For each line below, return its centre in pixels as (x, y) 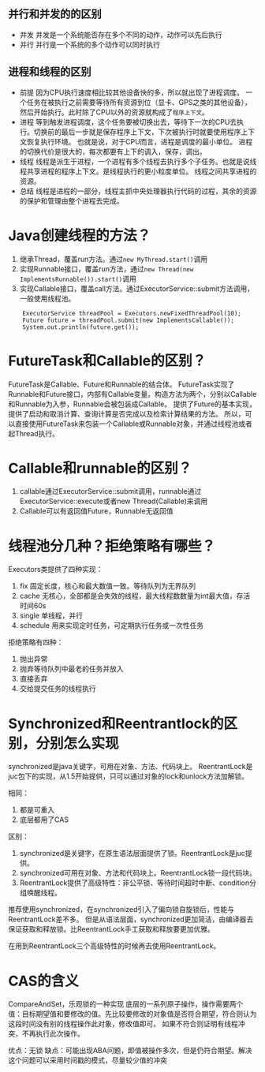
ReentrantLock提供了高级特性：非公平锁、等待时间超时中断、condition (134, 883)
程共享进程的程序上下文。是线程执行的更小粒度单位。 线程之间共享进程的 (138, 171)
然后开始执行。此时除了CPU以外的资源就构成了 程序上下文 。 (114, 112)
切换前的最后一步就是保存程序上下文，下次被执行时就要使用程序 (137, 132)
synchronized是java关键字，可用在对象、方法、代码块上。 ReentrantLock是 (131, 767)
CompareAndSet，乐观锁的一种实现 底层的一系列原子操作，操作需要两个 (126, 1004)
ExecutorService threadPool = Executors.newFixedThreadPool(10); (132, 313)
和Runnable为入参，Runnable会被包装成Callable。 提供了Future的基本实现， (132, 404)
